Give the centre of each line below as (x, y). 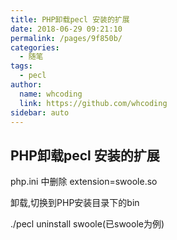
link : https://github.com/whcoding (93, 103)
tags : (21, 66)
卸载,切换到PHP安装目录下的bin (75, 203)
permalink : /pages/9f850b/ (66, 38)
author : (26, 85)
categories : (35, 47)
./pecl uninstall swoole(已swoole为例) (87, 224)
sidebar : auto (40, 112)
